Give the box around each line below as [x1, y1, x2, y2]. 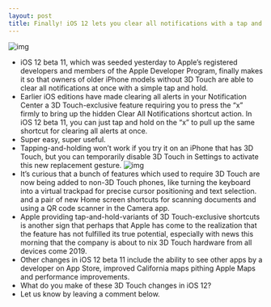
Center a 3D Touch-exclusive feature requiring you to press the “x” [19, 100, 243, 110]
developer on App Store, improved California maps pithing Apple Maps [19, 263, 256, 273]
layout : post [8, 11, 53, 20]
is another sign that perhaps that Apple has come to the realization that [19, 220, 257, 230]
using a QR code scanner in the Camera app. [19, 203, 170, 212]
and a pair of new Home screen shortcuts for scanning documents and [19, 195, 256, 204]
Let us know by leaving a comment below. [19, 288, 160, 299]
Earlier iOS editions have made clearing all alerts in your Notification [19, 91, 247, 101]
